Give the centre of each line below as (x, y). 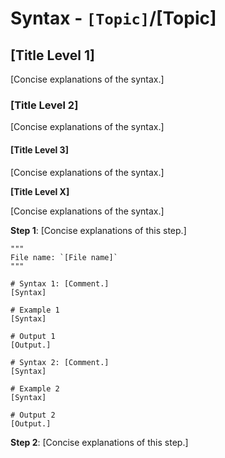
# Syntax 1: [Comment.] (60, 283)
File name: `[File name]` (64, 257)
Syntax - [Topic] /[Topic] (113, 18)
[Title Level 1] (52, 55)
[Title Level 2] (44, 105)
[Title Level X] (40, 191)
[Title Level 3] (39, 149)
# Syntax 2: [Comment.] (60, 362)
